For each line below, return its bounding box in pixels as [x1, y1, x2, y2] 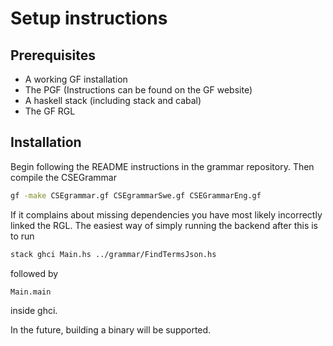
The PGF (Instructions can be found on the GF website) [24, 84, 253, 96]
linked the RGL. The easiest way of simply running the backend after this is [10, 219, 318, 231]
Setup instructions [10, 7, 168, 30]
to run [10, 230, 35, 242]
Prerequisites [10, 47, 96, 64]
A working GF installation [24, 73, 128, 85]
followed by [10, 267, 59, 279]
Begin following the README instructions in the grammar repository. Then [10, 160, 315, 172]
